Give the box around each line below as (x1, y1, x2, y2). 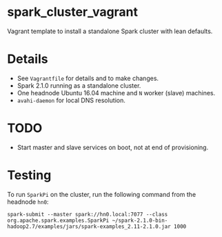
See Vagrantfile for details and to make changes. (17, 74, 159, 82)
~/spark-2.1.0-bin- (112, 217, 168, 224)
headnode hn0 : (7, 198, 49, 206)
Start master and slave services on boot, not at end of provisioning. (17, 143, 209, 151)
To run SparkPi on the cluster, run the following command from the (7, 190, 196, 198)
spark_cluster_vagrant (7, 4, 139, 20)
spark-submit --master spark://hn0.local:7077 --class (7, 211, 168, 218)
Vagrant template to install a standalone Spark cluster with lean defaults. (7, 27, 213, 35)
